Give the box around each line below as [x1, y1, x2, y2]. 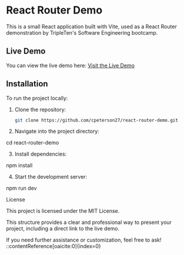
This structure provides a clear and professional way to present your [6, 219, 172, 226]
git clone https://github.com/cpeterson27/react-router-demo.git [14, 117, 178, 123]
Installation [6, 79, 48, 89]
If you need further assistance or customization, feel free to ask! [6, 236, 162, 244]
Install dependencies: [14, 150, 67, 157]
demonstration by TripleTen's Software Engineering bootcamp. [6, 29, 158, 36]
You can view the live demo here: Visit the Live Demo [6, 62, 135, 69]
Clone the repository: [14, 106, 66, 113]
